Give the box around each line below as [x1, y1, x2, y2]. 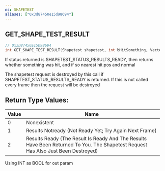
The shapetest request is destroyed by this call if [5, 71, 104, 77]
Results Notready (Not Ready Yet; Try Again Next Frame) [26, 127, 157, 134]
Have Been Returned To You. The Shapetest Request [26, 141, 147, 148]
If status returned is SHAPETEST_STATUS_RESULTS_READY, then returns [5, 57, 154, 63]
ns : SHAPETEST [5, 7, 34, 12]
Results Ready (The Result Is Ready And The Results [26, 135, 147, 142]
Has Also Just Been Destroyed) [26, 147, 98, 154]
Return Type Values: [5, 96, 69, 104]
